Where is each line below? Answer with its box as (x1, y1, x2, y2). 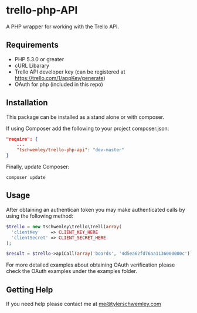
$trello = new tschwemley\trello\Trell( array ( (6, 224, 122, 229)
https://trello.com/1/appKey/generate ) (14, 74, 106, 81)
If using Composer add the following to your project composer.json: (6, 125, 169, 132)
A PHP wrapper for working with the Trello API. (6, 23, 119, 30)
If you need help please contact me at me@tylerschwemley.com (6, 301, 161, 308)
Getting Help (6, 285, 53, 295)
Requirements (6, 40, 59, 50)
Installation (6, 98, 48, 108)
